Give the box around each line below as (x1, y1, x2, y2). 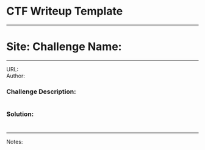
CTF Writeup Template (6, 4, 123, 18)
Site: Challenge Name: (6, 40, 122, 54)
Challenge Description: (6, 87, 76, 96)
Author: (6, 72, 26, 79)
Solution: (6, 110, 34, 118)
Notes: (6, 138, 23, 146)
